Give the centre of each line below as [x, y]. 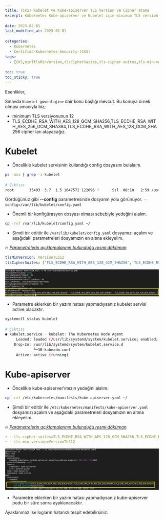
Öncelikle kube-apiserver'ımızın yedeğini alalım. [60, 388]
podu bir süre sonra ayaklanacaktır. [48, 503]
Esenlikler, [15, 92]
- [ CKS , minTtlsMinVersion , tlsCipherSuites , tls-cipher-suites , [74, 62]
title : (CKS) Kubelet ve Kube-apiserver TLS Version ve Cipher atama [77, 10]
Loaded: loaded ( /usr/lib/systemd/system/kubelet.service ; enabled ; [87, 339]
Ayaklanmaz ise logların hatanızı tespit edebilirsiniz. [57, 512]
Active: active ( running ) [42, 355]
